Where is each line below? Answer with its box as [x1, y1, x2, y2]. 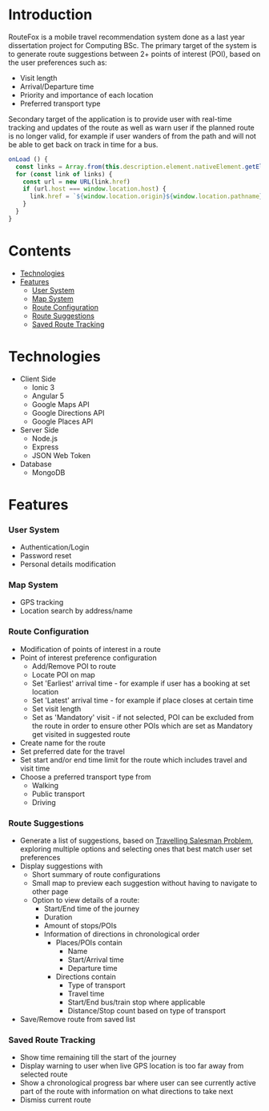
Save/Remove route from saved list [19, 1015, 136, 1024]
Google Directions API [31, 408, 105, 417]
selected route [19, 1069, 68, 1079]
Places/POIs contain [55, 938, 122, 948]
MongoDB [31, 467, 66, 477]
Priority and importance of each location [19, 90, 154, 99]
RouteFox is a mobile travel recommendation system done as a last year [8, 32, 246, 42]
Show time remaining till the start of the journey [19, 1053, 177, 1062]
